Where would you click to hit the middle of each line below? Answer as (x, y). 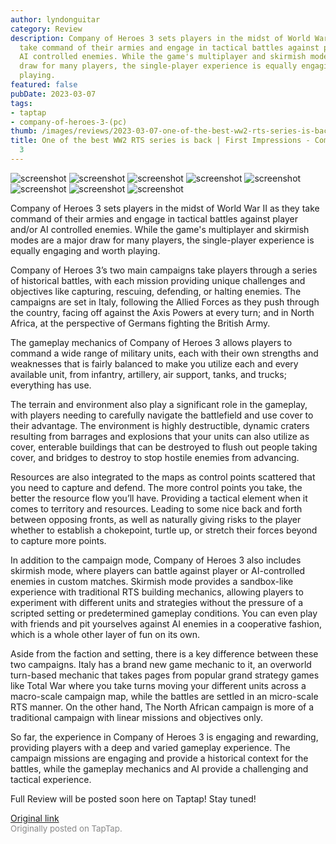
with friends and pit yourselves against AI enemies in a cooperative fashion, (166, 623)
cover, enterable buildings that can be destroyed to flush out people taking (164, 447)
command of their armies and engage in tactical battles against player (154, 218)
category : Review (46, 29)
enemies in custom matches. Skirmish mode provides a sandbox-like (152, 581)
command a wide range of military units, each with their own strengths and (164, 353)
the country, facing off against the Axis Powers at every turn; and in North (162, 312)
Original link (35, 818)
